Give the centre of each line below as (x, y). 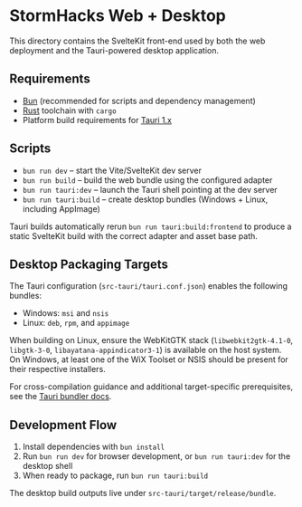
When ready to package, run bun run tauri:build (115, 475)
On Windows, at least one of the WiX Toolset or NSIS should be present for (149, 359)
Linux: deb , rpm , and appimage (76, 323)
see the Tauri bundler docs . (61, 397)
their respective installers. (57, 369)
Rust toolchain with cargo (69, 110)
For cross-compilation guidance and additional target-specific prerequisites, (151, 387)
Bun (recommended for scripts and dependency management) (139, 100)
